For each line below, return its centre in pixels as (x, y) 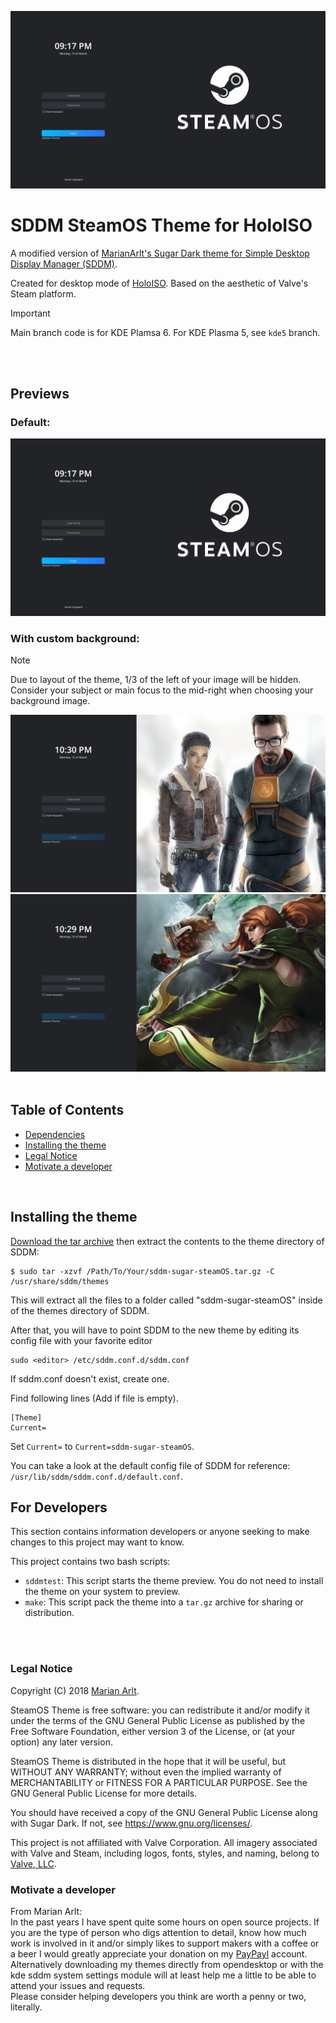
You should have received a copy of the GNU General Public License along (164, 1812)
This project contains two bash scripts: (90, 1562)
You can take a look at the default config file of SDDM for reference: (150, 1465)
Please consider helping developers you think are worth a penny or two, (158, 1997)
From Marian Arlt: (46, 1912)
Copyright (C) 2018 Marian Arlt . (75, 1690)
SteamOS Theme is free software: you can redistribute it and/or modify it (160, 1710)
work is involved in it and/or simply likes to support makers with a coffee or (165, 1943)
